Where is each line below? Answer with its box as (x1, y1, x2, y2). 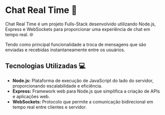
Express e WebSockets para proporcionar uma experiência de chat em (5, 26, 151, 32)
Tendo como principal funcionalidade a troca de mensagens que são (5, 41, 147, 47)
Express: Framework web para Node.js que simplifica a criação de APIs (12, 88, 161, 94)
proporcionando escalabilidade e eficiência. (12, 83, 103, 89)
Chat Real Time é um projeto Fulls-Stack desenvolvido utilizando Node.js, (5, 21, 156, 27)
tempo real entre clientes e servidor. (12, 104, 87, 110)
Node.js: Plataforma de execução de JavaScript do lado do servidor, (12, 77, 154, 84)
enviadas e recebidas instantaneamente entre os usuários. (5, 47, 126, 53)
